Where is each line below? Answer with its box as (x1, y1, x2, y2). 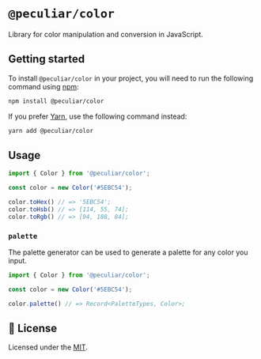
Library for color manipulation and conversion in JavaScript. (8, 29, 203, 39)
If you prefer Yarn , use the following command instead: (8, 111, 187, 121)
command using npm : (8, 81, 79, 91)
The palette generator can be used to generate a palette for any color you (8, 248, 248, 257)
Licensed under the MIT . (8, 342, 89, 352)
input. (8, 255, 28, 265)
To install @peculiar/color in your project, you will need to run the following (8, 74, 254, 83)
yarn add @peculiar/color (8, 127, 93, 134)
